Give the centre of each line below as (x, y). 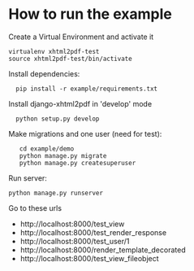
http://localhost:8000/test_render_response (93, 232)
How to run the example (90, 14)
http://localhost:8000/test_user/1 (75, 241)
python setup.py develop (58, 119)
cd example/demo (47, 149)
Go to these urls (35, 208)
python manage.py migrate (63, 155)
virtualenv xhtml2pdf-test (54, 51)
